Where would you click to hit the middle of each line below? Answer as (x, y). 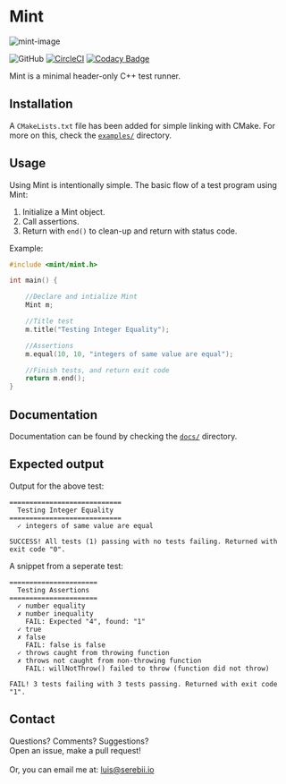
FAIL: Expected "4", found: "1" (85, 621)
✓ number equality (52, 606)
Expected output (57, 464)
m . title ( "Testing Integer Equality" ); (97, 329)
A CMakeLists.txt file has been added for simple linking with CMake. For (142, 125)
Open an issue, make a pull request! (75, 750)
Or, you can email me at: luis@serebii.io (82, 769)
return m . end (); (56, 379)
